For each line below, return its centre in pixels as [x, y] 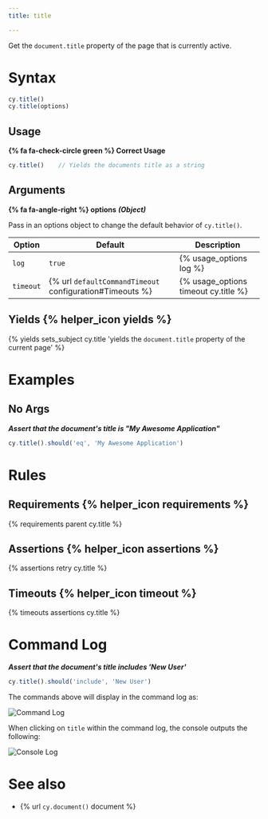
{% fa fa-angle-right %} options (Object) [77, 210]
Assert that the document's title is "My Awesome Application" [114, 428]
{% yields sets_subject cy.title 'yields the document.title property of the [127, 339]
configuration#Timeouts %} [101, 291]
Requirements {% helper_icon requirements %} [128, 505]
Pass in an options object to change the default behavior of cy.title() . [125, 225]
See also [37, 784]
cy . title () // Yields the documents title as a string [106, 166]
